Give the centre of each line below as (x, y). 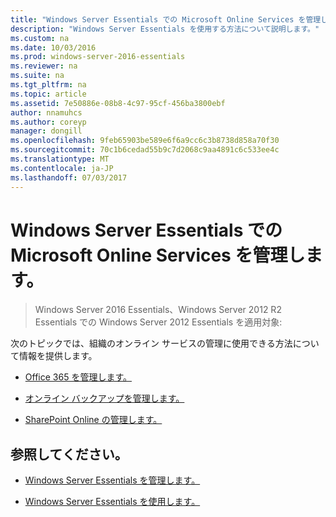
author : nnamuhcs (46, 112)
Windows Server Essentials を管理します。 (112, 480)
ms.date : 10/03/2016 (53, 47)
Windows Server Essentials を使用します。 (112, 502)
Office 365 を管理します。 (78, 377)
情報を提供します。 (58, 356)
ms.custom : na (40, 38)
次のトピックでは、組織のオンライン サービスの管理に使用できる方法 (151, 343)
